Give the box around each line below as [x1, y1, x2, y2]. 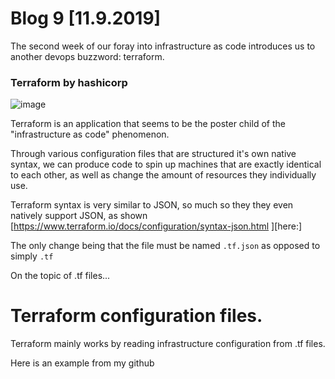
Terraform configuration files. [10, 305, 263, 327]
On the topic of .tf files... [10, 270, 111, 282]
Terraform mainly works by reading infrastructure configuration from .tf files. [10, 338, 326, 350]
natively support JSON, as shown [10, 210, 148, 222]
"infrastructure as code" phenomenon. [10, 128, 170, 141]
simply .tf [10, 250, 54, 262]
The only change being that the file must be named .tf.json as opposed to [10, 240, 321, 252]
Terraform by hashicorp [10, 75, 128, 89]
